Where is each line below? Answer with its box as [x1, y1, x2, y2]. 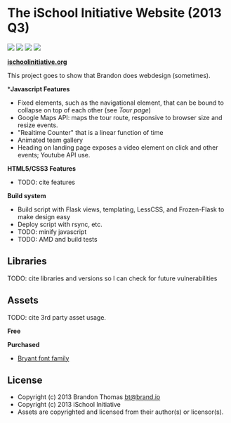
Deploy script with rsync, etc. [17, 220, 103, 228]
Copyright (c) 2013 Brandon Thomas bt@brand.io [17, 393, 161, 401]
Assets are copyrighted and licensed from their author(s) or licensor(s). [17, 408, 224, 416]
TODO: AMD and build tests [17, 235, 98, 243]
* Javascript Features [7, 84, 70, 93]
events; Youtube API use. [17, 150, 91, 159]
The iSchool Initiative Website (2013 [7, 5, 223, 21]
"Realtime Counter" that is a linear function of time [17, 128, 164, 136]
